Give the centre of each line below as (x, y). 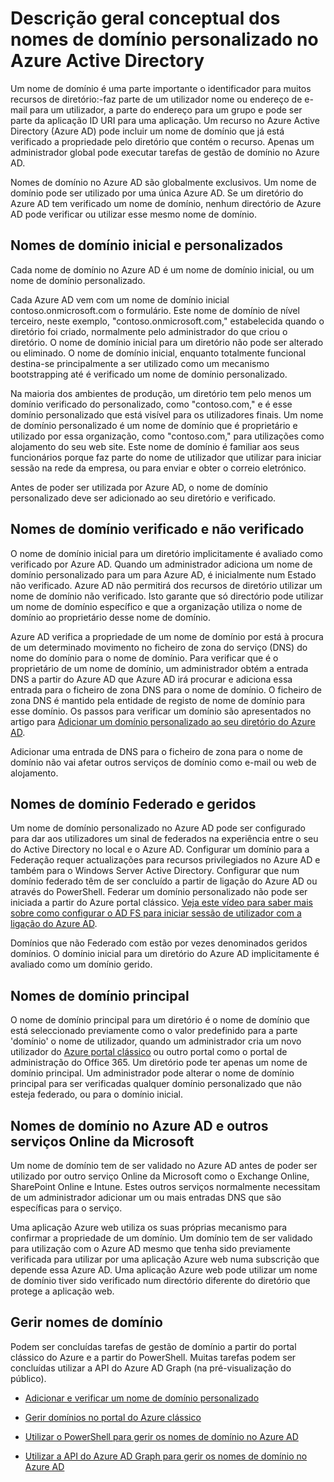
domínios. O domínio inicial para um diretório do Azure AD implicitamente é (165, 954)
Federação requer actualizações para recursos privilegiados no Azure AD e (165, 860)
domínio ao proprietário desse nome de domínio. (111, 617)
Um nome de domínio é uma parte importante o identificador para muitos (161, 88)
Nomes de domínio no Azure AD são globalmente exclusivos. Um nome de (163, 182)
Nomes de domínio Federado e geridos (133, 803)
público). (28, 1378)
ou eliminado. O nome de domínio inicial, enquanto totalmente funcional (158, 353)
